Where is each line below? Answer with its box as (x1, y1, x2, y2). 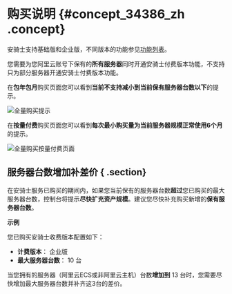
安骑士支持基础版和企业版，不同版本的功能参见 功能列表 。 (7, 45, 171, 53)
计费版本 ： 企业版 (17, 247, 68, 255)
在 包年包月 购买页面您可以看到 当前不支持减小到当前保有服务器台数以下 (7, 83, 207, 91)
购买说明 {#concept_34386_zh (7, 6, 185, 22)
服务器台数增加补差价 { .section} (7, 166, 147, 178)
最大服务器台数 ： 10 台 (17, 256, 82, 264)
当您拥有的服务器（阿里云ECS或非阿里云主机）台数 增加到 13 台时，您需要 (7, 271, 216, 279)
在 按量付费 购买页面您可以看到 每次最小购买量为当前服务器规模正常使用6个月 (7, 121, 223, 129)
